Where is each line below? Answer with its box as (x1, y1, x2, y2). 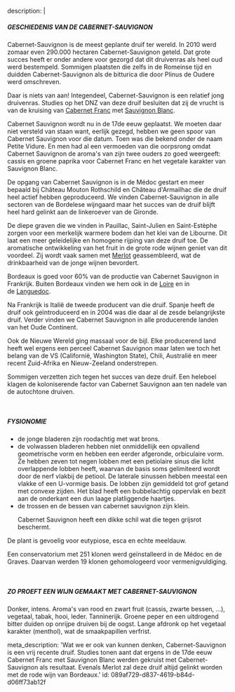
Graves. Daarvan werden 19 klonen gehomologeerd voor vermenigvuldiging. (7, 557, 228, 566)
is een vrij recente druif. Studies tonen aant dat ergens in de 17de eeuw (7, 648, 213, 656)
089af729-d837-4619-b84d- (111, 670, 195, 679)
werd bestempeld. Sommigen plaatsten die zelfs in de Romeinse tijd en (7, 62, 212, 71)
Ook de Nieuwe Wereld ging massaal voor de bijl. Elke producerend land (7, 337, 216, 345)
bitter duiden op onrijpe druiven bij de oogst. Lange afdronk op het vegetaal (7, 619, 227, 627)
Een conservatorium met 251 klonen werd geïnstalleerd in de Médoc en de (7, 550, 222, 558)
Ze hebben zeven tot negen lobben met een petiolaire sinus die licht (17, 456, 214, 466)
